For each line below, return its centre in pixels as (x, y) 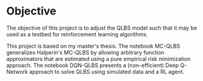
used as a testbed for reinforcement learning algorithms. (77, 34)
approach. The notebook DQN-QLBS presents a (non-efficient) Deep (93, 65)
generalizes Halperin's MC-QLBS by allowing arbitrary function (85, 52)
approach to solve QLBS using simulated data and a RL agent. (107, 71)
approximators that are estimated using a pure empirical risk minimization (98, 59)
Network (17, 71)
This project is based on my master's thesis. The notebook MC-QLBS (93, 46)
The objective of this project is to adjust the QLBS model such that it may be (102, 28)
